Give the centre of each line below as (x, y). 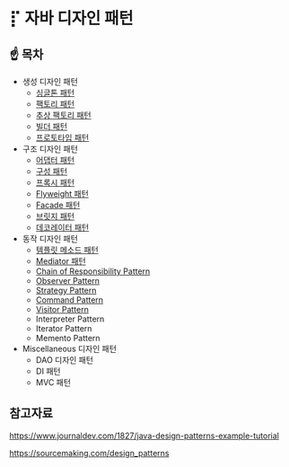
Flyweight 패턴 (62, 194)
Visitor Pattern (62, 309)
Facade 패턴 (58, 205)
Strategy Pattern (66, 290)
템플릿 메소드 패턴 (67, 250)
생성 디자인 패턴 (50, 81)
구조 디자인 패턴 (50, 149)
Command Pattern (70, 300)
